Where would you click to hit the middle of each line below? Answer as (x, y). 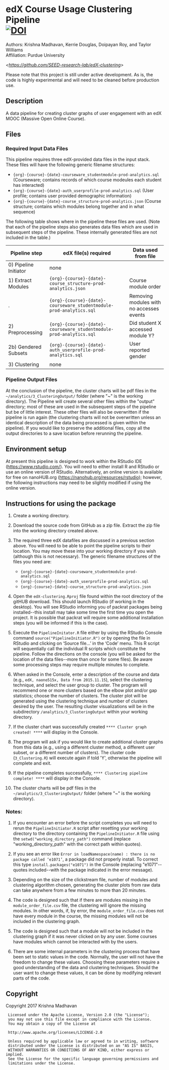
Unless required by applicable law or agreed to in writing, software (83, 1041)
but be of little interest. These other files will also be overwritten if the (77, 412)
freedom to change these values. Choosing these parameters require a (86, 962)
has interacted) (29, 185)
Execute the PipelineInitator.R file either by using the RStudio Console (88, 633)
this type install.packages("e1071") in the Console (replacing (77, 864)
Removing (141, 296)
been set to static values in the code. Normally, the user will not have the (88, 957)
